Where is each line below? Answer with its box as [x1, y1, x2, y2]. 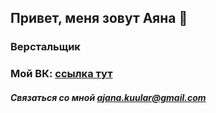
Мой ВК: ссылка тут [10, 67, 113, 81]
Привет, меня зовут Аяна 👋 [10, 10, 188, 27]
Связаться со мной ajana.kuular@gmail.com [10, 91, 207, 103]
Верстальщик [10, 40, 81, 54]
